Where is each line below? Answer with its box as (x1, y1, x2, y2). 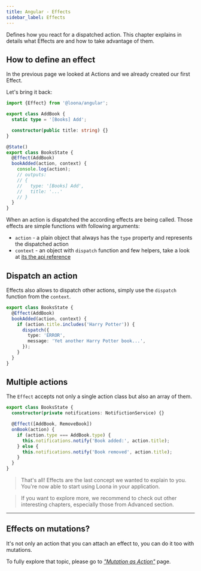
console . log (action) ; (17, 166, 71, 172)
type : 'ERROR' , (28, 333, 66, 339)
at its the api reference (14, 253, 71, 261)
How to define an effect (6, 55, 96, 65)
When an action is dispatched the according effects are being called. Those (6, 216, 193, 223)
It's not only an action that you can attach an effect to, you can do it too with (6, 540, 194, 547)
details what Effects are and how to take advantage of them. (6, 37, 154, 44)
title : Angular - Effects (6, 8, 71, 15)
